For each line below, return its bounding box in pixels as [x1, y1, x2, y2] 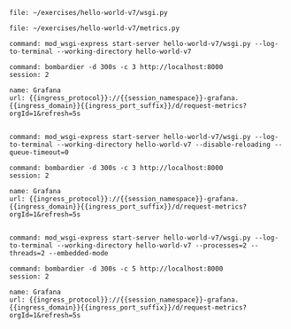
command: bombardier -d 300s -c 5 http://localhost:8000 [9, 264, 224, 273]
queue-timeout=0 [9, 148, 69, 157]
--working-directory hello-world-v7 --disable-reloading [56, 140, 272, 149]
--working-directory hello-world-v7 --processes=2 [56, 241, 248, 250]
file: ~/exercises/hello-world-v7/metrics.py [9, 24, 180, 33]
